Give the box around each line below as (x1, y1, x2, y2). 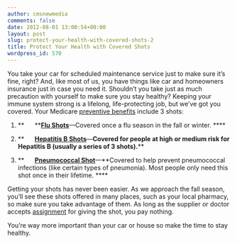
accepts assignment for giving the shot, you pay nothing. (7, 207, 174, 216)
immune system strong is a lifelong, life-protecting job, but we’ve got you (7, 99, 221, 108)
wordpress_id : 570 (7, 50, 62, 57)
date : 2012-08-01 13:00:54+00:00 (7, 23, 106, 30)
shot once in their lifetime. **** (17, 171, 109, 179)
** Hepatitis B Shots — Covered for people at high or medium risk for (17, 134, 230, 143)
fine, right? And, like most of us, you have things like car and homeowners (7, 77, 224, 85)
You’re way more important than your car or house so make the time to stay (7, 221, 228, 229)
